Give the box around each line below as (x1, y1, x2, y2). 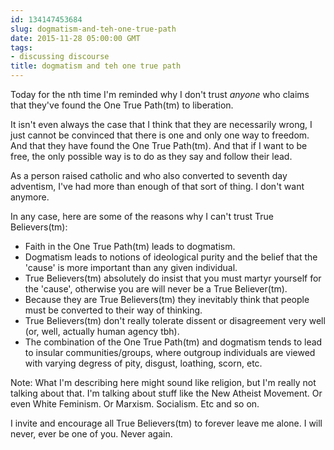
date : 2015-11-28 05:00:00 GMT (10, 33, 141, 43)
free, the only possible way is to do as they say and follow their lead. (10, 151, 293, 162)
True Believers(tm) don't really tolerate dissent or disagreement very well (24, 315, 326, 326)
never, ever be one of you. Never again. (10, 428, 173, 440)
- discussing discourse (10, 52, 110, 62)
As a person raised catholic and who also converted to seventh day (10, 170, 288, 181)
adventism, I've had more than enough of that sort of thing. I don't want (10, 181, 305, 192)
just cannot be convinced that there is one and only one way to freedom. (10, 129, 310, 141)
